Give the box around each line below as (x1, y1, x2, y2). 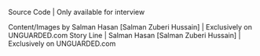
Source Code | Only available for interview (8, 8, 145, 16)
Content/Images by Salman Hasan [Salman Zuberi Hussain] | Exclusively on (8, 23, 253, 31)
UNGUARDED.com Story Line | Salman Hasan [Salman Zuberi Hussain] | (8, 31, 241, 40)
